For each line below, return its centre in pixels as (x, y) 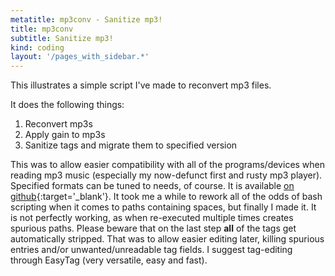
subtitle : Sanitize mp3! (62, 38)
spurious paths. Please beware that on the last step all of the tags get (153, 228)
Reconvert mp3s (58, 124)
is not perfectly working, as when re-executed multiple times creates (152, 218)
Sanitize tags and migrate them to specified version (131, 145)
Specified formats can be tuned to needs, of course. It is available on (152, 186)
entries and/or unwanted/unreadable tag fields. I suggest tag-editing (151, 250)
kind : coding (37, 47)
